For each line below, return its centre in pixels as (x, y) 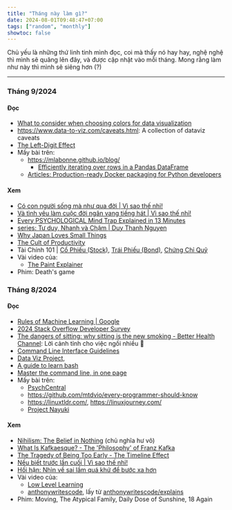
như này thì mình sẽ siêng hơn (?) (55, 67)
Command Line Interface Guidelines (68, 351)
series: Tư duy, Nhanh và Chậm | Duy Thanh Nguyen (92, 228)
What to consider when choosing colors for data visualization (104, 123)
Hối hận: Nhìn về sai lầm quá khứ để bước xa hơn (87, 469)
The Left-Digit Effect (46, 145)
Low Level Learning (56, 484)
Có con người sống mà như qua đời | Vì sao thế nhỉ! (90, 206)
